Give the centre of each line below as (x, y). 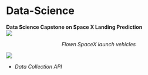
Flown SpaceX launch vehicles (99, 44)
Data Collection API (38, 66)
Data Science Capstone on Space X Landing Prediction (74, 27)
